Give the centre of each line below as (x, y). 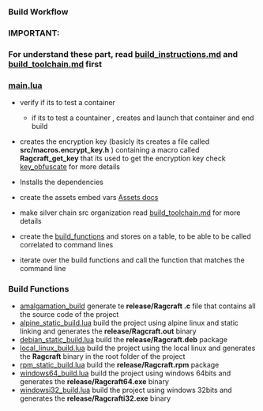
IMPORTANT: (34, 32)
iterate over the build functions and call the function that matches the (132, 260)
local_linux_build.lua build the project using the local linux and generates (137, 348)
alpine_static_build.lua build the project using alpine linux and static (129, 323)
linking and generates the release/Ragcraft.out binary (108, 331)
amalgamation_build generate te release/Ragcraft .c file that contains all (137, 306)
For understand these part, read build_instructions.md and (123, 54)
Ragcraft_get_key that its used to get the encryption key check (123, 158)
